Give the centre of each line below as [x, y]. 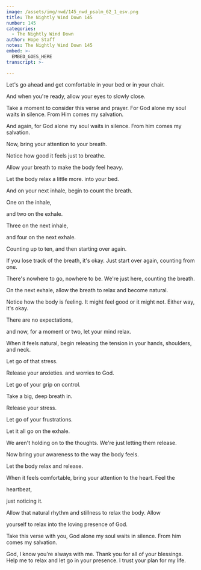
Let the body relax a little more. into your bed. [63, 179]
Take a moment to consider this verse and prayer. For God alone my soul [96, 108]
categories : [21, 29]
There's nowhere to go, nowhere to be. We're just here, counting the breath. [100, 279]
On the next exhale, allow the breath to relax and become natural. [87, 290]
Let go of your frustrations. [40, 420]
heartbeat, [19, 489]
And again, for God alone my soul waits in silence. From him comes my [94, 126]
